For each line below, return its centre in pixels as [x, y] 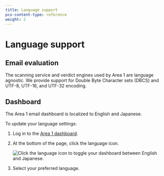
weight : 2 [16, 19]
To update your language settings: [41, 124]
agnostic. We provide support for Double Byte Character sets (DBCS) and [82, 80]
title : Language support [31, 10]
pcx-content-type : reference [36, 15]
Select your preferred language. [46, 168]
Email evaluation [32, 63]
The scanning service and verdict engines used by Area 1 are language [79, 75]
